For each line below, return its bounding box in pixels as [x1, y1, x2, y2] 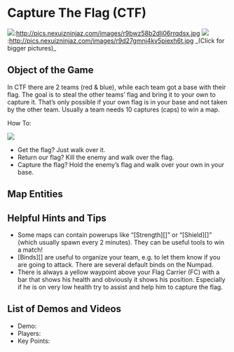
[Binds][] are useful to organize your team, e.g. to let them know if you [17, 252, 221, 261]
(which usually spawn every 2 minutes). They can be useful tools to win [17, 238, 225, 246]
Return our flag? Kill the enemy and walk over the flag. [17, 153, 174, 161]
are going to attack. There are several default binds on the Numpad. [17, 260, 214, 269]
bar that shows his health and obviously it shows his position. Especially [17, 275, 226, 283]
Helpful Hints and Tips [7, 212, 107, 224]
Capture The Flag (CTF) [7, 5, 147, 21]
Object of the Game [7, 65, 94, 76]
